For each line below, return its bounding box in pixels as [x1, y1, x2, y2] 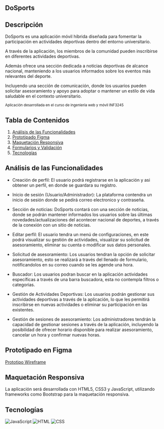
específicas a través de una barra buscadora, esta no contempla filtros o [12, 276, 159, 282]
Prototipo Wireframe [5, 359, 47, 365]
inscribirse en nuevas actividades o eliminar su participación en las [12, 301, 148, 308]
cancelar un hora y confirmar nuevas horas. [12, 332, 101, 337]
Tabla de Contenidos [5, 116, 70, 124]
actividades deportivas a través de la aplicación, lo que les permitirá [12, 296, 150, 302]
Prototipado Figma [12, 134, 50, 140]
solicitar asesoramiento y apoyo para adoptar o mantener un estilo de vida [5, 88, 155, 94]
